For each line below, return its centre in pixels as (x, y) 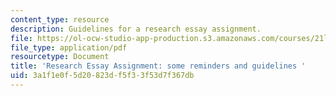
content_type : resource (60, 19)
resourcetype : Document (60, 57)
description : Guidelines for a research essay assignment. (136, 29)
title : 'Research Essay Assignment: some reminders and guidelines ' (158, 66)
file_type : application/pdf (69, 47)
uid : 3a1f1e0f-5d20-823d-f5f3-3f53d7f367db (102, 76)
